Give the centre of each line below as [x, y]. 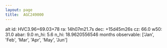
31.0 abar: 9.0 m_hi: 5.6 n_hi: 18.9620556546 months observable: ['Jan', [80, 34]
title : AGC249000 [24, 15]
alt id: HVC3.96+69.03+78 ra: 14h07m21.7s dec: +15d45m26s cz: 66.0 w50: [84, 29]
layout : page [19, 10]
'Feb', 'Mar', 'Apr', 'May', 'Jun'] [37, 40]
